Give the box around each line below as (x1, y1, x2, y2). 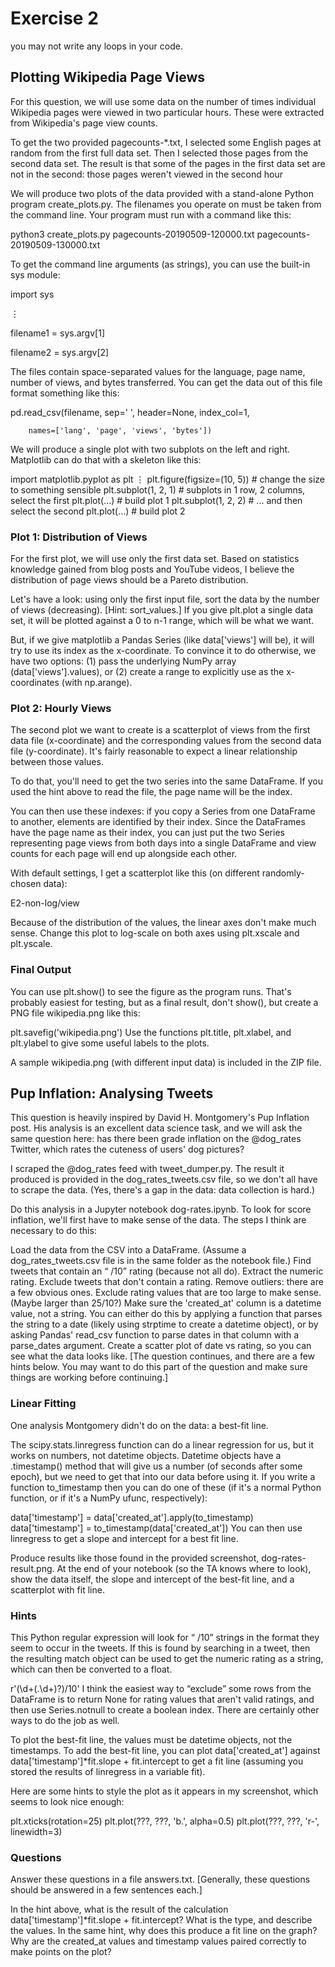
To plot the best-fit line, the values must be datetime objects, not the (10, 1734, 293, 1746)
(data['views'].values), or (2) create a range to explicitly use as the (10, 666, 285, 678)
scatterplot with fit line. (10, 1583, 105, 1596)
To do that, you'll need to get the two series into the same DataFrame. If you (10, 775, 323, 787)
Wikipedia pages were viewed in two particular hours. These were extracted (10, 106, 325, 118)
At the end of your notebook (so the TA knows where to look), (56, 1562, 312, 1574)
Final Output (10, 963, 72, 977)
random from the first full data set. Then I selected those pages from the (10, 147, 309, 159)
